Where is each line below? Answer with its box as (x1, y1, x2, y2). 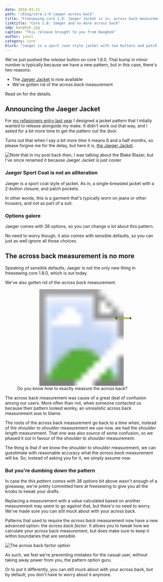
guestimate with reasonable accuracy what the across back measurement (5, 450, 153, 456)
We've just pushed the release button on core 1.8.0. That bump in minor (5, 56, 148, 62)
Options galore (5, 212, 41, 219)
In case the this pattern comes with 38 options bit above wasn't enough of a (5, 478, 158, 484)
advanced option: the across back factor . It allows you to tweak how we (5, 523, 149, 529)
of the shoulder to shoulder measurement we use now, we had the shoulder (5, 425, 156, 430)
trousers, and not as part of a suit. (5, 200, 73, 206)
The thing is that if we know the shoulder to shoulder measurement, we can (5, 445, 156, 450)
